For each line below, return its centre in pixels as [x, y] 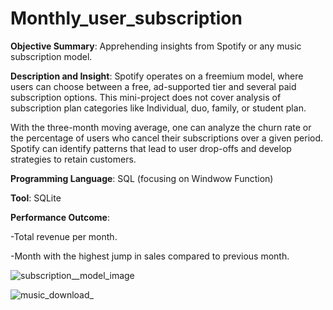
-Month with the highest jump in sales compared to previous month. [150, 256]
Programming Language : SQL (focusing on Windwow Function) [142, 178]
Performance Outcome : [60, 217]
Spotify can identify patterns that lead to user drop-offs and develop [151, 148]
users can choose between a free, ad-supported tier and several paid [153, 86]
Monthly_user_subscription [126, 18]
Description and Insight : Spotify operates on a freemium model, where [157, 76]
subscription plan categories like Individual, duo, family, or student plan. [158, 108]
